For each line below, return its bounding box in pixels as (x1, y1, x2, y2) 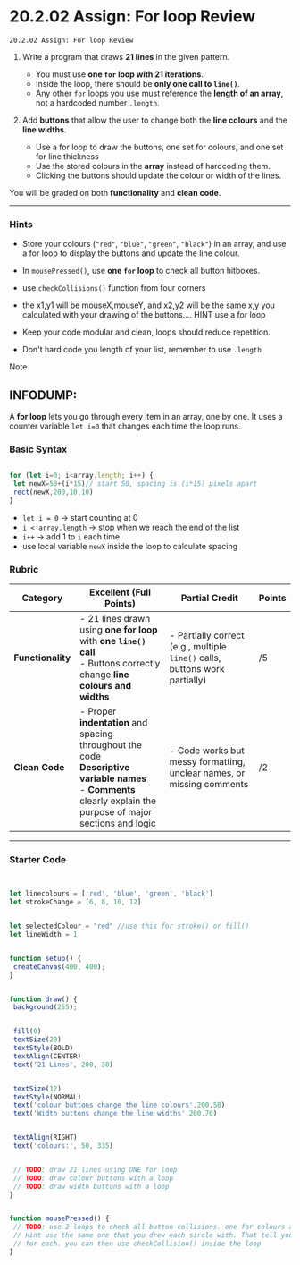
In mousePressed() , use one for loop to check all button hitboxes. (21, 266, 261, 276)
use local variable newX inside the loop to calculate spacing (21, 540, 238, 551)
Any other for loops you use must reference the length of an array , (35, 88, 284, 98)
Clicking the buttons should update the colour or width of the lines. (35, 170, 282, 181)
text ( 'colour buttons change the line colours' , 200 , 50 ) (12, 1100, 226, 1110)
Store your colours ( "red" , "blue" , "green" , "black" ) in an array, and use (21, 239, 287, 250)
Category (21, 592, 63, 605)
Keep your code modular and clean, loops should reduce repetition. (21, 327, 271, 337)
